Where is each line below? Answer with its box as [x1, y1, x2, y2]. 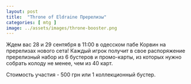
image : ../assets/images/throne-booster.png [6, 25, 117, 31]
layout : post [6, 8, 38, 15]
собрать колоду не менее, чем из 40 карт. [6, 60, 113, 67]
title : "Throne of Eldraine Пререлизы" [6, 14, 107, 20]
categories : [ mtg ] [6, 19, 57, 25]
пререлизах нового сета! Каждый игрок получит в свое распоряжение [6, 48, 186, 55]
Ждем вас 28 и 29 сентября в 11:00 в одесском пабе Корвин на [6, 41, 166, 48]
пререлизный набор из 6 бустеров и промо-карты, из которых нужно [6, 53, 182, 61]
